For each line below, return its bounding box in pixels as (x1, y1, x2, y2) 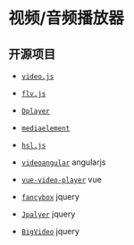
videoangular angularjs (21, 157, 106, 167)
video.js (21, 72, 54, 81)
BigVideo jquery (21, 226, 80, 236)
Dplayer (21, 107, 50, 116)
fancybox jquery (21, 192, 80, 201)
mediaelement (21, 124, 71, 133)
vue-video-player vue (21, 175, 102, 184)
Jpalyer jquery (21, 208, 76, 219)
